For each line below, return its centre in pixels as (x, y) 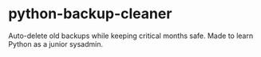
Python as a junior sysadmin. (56, 44)
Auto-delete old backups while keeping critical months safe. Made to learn (131, 36)
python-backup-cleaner (90, 14)
